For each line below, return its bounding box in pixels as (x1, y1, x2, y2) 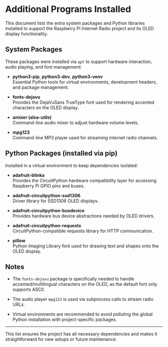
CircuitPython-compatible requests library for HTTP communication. (12, 228, 153, 234)
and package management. (12, 84, 69, 90)
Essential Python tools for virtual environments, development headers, (12, 79, 157, 85)
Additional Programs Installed (5, 4, 131, 15)
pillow (12, 237, 26, 243)
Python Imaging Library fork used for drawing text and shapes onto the (12, 243, 159, 249)
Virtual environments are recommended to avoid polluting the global (12, 311, 153, 317)
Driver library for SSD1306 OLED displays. (12, 198, 99, 204)
